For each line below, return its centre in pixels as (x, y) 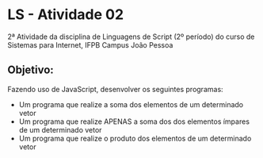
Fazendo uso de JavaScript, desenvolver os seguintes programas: (115, 89)
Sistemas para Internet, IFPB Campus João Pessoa (90, 44)
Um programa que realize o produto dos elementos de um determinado (135, 138)
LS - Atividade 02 (66, 15)
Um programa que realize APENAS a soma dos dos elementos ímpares (134, 121)
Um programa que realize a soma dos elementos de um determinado (131, 104)
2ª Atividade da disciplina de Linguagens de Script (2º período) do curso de (131, 37)
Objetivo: (31, 70)
